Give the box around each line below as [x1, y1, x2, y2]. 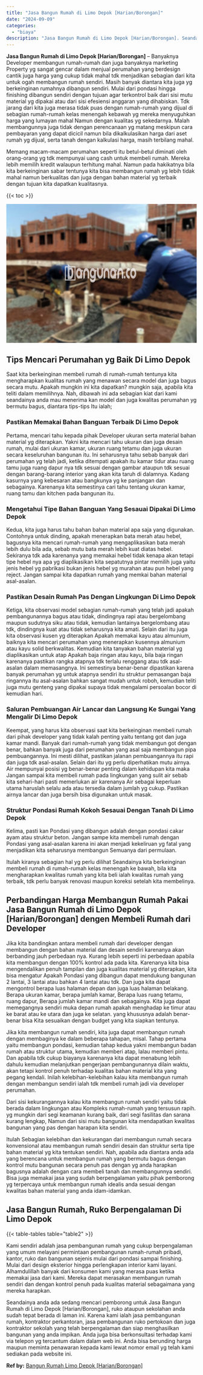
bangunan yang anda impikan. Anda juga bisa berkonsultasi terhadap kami [6, 1331, 192, 1338]
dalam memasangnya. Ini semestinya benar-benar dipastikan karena [24, 664, 194, 671]
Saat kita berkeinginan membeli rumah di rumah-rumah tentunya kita [6, 371, 177, 378]
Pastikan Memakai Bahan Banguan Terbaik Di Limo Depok [6, 418, 179, 426]
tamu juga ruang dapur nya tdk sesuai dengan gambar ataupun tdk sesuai [6, 464, 190, 471]
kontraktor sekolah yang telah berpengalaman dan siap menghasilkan [6, 1324, 179, 1331]
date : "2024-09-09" [6, 16, 56, 22]
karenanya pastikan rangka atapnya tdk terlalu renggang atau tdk [6, 658, 169, 665]
